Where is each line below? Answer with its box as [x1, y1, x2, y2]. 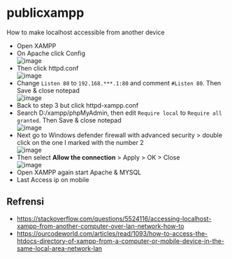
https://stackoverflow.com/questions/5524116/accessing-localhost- [16, 214, 212, 223]
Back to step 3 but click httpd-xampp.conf [16, 101, 139, 109]
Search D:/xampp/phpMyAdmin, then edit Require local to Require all [16, 108, 222, 117]
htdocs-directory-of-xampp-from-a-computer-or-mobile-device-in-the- [16, 237, 225, 245]
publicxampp [6, 5, 85, 21]
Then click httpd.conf [16, 64, 79, 72]
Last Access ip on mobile [16, 175, 89, 183]
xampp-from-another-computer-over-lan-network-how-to [16, 222, 184, 230]
